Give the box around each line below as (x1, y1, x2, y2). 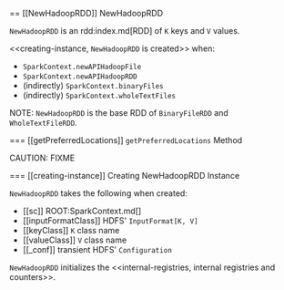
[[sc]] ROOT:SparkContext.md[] (22, 205, 142, 216)
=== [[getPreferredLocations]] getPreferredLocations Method (9, 135, 243, 145)
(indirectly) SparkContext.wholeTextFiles (22, 90, 176, 100)
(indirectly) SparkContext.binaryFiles (22, 80, 164, 90)
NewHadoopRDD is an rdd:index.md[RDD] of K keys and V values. (9, 26, 240, 36)
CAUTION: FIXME (9, 152, 76, 163)
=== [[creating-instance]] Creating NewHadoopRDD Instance (9, 171, 240, 181)
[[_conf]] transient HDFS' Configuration (22, 244, 173, 254)
